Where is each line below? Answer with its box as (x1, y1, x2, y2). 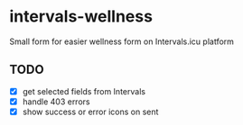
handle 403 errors (22, 96, 90, 107)
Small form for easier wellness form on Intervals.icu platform (9, 36, 235, 47)
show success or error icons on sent (22, 106, 159, 117)
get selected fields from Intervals (22, 85, 146, 96)
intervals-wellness (9, 6, 154, 27)
